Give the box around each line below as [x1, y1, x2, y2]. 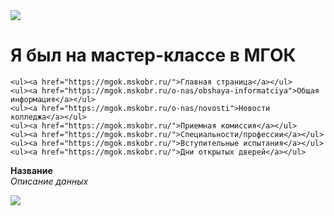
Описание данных [10, 175, 89, 187]
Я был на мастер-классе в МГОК [10, 44, 297, 67]
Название [10, 164, 53, 176]
